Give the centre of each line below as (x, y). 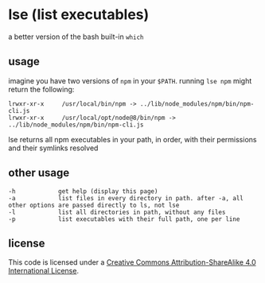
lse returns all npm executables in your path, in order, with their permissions (132, 139)
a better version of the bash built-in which (76, 37)
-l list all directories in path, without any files (117, 212)
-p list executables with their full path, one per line (124, 219)
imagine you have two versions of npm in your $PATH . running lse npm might (130, 80)
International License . (44, 271)
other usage (39, 173)
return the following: (41, 89)
